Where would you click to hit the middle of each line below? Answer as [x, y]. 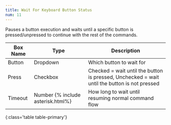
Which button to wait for [117, 62]
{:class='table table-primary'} [36, 117]
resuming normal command [121, 98]
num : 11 [13, 15]
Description [126, 51]
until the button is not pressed [124, 83]
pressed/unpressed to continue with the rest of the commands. [72, 35]
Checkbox [46, 77]
